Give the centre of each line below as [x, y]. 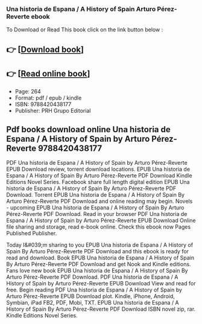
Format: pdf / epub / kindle [48, 98]
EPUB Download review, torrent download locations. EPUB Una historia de [98, 169]
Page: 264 [28, 91]
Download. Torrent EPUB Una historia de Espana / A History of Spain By [96, 195]
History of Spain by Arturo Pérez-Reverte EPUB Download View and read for [101, 284]
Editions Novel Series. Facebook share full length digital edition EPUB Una [98, 182]
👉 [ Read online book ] [48, 74]
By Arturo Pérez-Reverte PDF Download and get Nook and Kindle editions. [99, 264]
